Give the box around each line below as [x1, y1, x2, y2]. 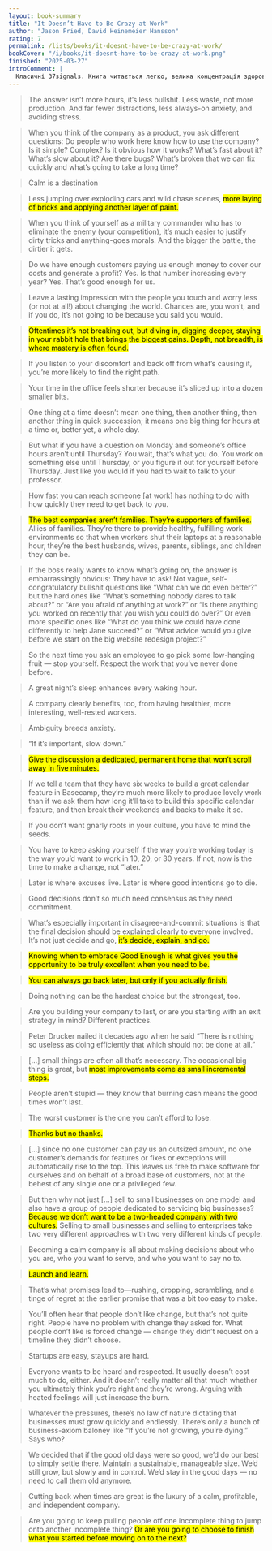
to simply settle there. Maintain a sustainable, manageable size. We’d [28, 1458, 258, 1468]
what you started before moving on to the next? [28, 1532, 188, 1543]
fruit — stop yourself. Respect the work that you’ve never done [28, 659, 238, 668]
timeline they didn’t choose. [28, 1335, 121, 1345]
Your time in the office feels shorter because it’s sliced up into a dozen [28, 382, 263, 392]
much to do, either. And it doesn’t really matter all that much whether [28, 1375, 257, 1385]
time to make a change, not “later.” [28, 862, 144, 871]
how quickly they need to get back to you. [28, 499, 168, 508]
